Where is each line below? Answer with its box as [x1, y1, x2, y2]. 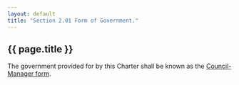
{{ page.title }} [7, 43, 73, 55]
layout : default [7, 10, 56, 18]
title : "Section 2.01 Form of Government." [7, 17, 139, 24]
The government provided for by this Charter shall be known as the [7, 62, 205, 71]
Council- [205, 62, 232, 71]
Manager [7, 69, 34, 78]
